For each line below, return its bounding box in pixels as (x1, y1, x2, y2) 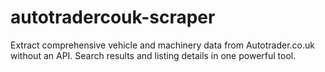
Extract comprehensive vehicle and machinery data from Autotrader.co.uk (10, 39, 315, 51)
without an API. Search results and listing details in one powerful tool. (10, 49, 297, 61)
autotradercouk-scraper (10, 6, 216, 29)
